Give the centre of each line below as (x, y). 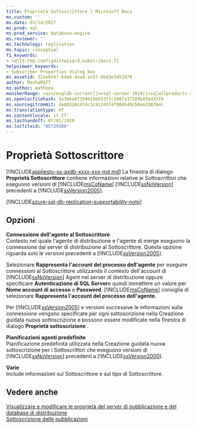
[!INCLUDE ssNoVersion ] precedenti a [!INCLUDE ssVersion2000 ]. (84, 356)
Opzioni (21, 220)
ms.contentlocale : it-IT (36, 115)
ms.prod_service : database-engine (48, 34)
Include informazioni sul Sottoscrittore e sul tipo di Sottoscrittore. (84, 373)
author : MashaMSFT (28, 83)
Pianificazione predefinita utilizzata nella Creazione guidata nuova (86, 343)
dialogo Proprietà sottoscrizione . (47, 326)
